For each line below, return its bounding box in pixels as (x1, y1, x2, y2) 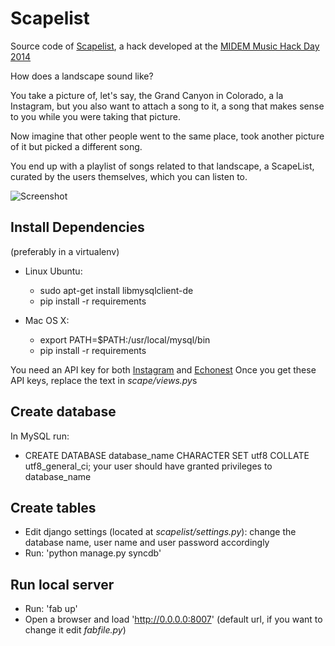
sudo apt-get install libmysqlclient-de (39, 284, 194, 296)
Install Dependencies (10, 219, 145, 236)
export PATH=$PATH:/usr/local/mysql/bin (39, 333, 211, 346)
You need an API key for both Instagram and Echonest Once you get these (10, 363, 317, 376)
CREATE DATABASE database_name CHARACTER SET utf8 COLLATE (24, 449, 310, 461)
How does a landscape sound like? (10, 70, 154, 82)
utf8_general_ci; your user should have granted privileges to (24, 460, 273, 472)
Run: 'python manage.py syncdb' (24, 547, 162, 559)
